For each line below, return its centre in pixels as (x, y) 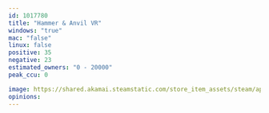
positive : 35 (30, 53)
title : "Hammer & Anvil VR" (55, 23)
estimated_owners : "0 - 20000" (60, 68)
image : (19, 89)
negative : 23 (30, 60)
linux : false (30, 45)
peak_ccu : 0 (28, 75)
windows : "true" (35, 30)
